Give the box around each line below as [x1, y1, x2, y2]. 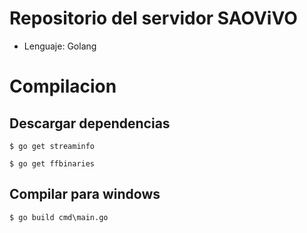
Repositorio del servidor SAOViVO [9, 7, 298, 30]
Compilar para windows [9, 186, 161, 203]
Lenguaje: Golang [23, 40, 97, 52]
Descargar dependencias [9, 115, 171, 132]
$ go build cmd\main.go [9, 212, 109, 222]
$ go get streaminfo [9, 141, 96, 151]
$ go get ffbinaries [9, 158, 96, 169]
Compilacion [9, 75, 117, 98]
